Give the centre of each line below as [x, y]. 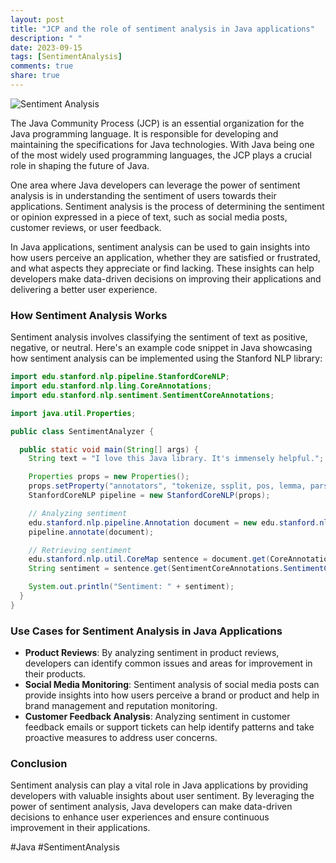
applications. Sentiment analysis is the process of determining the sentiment [167, 206]
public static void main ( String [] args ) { [109, 449]
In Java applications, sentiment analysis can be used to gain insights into [160, 247]
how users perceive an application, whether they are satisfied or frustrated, [165, 257]
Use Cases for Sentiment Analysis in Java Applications [146, 631]
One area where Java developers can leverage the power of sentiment [155, 185]
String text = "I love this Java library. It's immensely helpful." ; [176, 459]
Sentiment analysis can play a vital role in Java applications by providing [159, 785]
